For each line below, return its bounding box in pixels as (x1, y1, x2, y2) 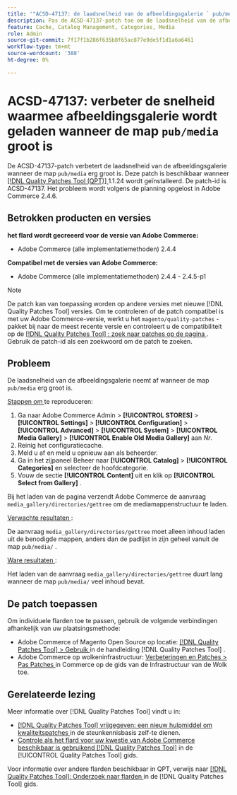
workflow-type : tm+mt (7, 43, 71, 50)
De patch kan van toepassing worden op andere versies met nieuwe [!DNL (7, 299, 224, 308)
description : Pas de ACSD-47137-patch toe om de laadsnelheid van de (7, 17, 217, 24)
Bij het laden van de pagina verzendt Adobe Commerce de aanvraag (7, 492, 207, 501)
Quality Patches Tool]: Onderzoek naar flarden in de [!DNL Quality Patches (7, 772, 224, 780)
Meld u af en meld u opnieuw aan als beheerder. (17, 448, 159, 457)
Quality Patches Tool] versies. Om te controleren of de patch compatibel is (7, 307, 224, 315)
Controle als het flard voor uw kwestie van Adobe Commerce (17, 736, 195, 744)
